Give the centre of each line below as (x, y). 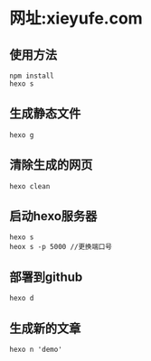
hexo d (22, 299)
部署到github (46, 277)
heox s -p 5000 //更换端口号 (61, 247)
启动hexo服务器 (53, 216)
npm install (32, 76)
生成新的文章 (45, 328)
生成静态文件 (45, 114)
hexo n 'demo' (36, 350)
